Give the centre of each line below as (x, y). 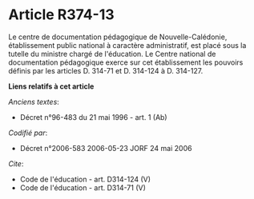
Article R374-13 (61, 15)
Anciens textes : (34, 101)
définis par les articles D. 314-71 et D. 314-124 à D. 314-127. (106, 70)
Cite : (16, 163)
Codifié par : (28, 133)
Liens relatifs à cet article (51, 86)
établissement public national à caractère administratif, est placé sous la (127, 45)
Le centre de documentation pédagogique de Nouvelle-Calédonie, (118, 37)
